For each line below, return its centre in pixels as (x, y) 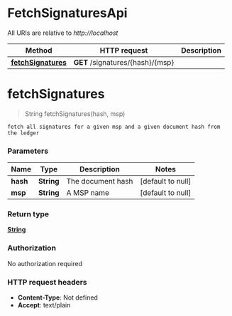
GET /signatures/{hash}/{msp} (124, 62)
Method (39, 50)
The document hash (100, 181)
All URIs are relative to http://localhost (63, 33)
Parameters (28, 151)
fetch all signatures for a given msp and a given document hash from (114, 127)
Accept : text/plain (44, 305)
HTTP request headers (47, 282)
